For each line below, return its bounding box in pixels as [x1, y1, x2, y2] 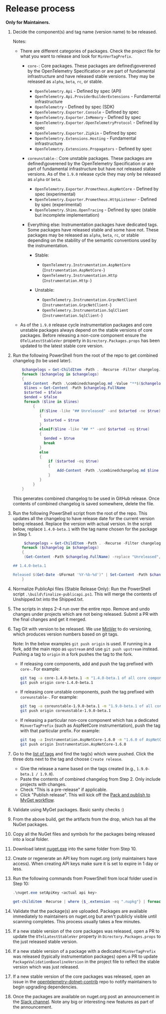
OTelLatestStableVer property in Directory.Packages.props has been [20, 338, 160, 343]
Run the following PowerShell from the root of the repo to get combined [12, 352, 158, 358]
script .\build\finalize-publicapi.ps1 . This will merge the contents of [12, 591, 157, 597]
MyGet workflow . [20, 797, 55, 803]
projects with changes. [20, 781, 67, 787]
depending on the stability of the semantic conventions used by [27, 237, 157, 243]
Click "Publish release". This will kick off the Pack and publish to [20, 791, 151, 797]
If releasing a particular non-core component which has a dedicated [20, 717, 159, 723]
